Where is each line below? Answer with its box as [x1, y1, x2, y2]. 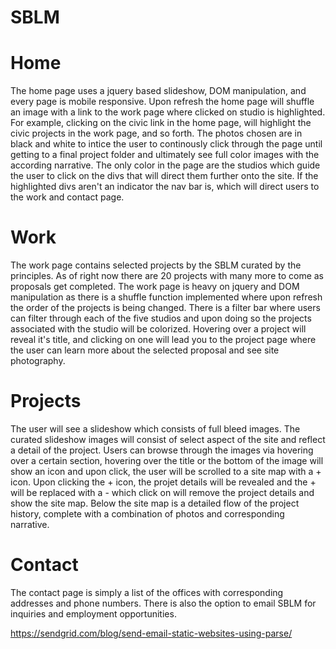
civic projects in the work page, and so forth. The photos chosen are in [10, 127, 303, 140]
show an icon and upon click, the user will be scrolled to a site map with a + [10, 466, 322, 477]
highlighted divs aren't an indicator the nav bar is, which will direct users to [10, 181, 320, 193]
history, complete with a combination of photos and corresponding [10, 508, 285, 520]
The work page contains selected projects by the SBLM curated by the [10, 259, 302, 271]
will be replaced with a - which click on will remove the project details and [10, 487, 315, 498]
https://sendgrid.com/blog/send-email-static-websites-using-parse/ [10, 627, 293, 639]
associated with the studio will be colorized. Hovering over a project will [10, 323, 307, 335]
